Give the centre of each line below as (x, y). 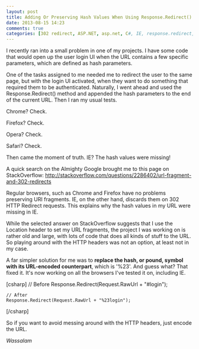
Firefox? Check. (25, 123)
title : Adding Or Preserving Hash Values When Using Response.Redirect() (99, 17)
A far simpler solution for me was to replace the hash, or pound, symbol (95, 260)
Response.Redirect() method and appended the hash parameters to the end (99, 94)
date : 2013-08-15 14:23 (36, 23)
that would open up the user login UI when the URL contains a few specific (97, 57)
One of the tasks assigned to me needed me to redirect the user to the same (99, 75)
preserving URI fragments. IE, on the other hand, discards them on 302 (93, 199)
